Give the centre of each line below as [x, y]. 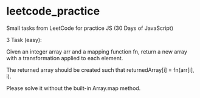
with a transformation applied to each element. [65, 58]
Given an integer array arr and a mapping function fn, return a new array [97, 51]
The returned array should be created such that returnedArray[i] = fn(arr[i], [100, 70]
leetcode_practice [53, 11]
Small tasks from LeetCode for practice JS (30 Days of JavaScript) [90, 28]
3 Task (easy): [24, 40]
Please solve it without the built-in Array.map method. [74, 88]
